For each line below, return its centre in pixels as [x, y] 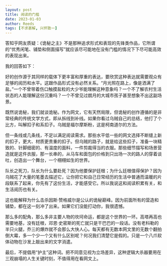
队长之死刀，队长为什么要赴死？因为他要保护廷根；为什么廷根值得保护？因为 [83, 171]
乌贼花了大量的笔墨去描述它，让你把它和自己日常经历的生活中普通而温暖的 [81, 177]
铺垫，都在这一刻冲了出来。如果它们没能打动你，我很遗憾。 [66, 206]
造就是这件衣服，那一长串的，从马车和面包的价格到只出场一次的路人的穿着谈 [83, 154]
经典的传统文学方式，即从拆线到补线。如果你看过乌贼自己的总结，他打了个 [85, 119]
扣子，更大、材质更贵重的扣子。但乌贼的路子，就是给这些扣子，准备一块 [83, 141]
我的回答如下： [20, 66]
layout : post [19, 10]
